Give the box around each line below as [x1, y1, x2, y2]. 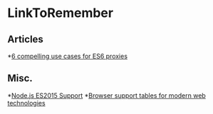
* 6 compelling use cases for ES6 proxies [7, 52, 128, 60]
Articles [7, 33, 44, 45]
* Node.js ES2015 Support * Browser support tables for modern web [7, 91, 207, 100]
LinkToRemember [7, 5, 114, 21]
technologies [7, 98, 46, 107]
